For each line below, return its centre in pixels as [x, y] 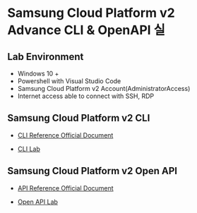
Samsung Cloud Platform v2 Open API [92, 171]
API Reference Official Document [66, 188]
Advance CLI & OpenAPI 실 [86, 30]
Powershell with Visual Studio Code [69, 81]
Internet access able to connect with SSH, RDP [85, 96]
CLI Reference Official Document [65, 135]
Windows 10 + [38, 73]
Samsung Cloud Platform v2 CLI [79, 118]
